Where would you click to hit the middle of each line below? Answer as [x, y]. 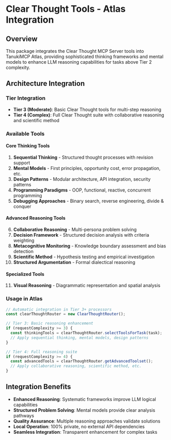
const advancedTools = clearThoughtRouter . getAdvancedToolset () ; [82, 361]
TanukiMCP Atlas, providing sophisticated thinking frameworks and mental [85, 56]
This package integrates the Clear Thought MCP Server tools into [75, 51]
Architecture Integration [45, 83]
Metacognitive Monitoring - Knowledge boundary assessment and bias [90, 246]
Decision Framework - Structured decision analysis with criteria [81, 235]
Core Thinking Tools [28, 146]
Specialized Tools [25, 274]
